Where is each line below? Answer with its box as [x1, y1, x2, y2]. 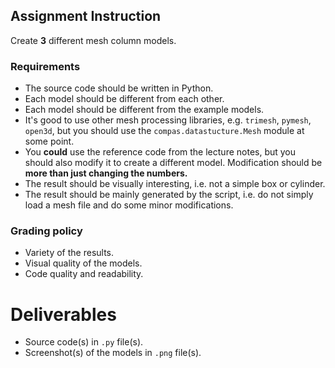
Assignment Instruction [10, 8, 162, 25]
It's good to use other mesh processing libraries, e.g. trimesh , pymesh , [24, 114, 312, 126]
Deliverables [10, 303, 117, 326]
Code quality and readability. [24, 268, 144, 280]
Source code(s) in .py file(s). [24, 336, 144, 348]
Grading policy [10, 224, 83, 238]
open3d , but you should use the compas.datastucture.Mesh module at [24, 125, 305, 137]
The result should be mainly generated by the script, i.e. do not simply [24, 189, 314, 201]
